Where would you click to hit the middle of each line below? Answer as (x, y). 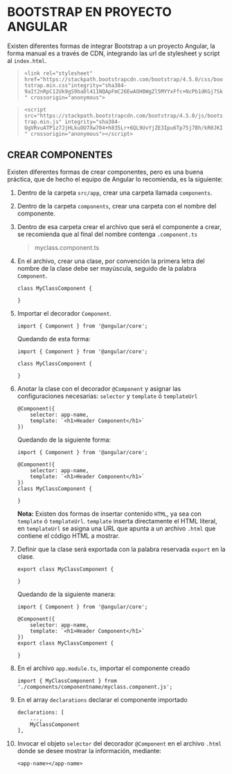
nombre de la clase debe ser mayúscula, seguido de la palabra (107, 268)
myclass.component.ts (67, 247)
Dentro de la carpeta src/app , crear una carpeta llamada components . (115, 192)
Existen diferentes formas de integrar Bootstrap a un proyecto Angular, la (111, 46)
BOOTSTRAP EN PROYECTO (89, 12)
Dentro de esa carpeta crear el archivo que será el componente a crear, (119, 226)
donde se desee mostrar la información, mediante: (89, 750)
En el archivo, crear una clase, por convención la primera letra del (111, 261)
